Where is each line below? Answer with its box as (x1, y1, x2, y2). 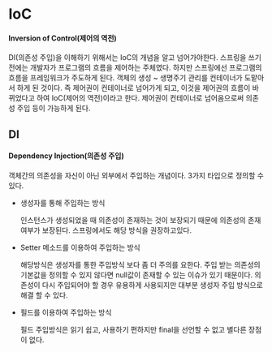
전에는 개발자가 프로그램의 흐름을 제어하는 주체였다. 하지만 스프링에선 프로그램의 (8, 62, 262, 73)
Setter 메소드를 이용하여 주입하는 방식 (19, 243, 140, 252)
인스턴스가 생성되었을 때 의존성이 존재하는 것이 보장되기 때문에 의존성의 (19, 215, 246, 225)
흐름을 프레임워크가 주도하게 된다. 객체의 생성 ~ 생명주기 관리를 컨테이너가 (8, 73, 243, 83)
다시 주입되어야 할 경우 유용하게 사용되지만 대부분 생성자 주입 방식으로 (41, 280, 264, 290)
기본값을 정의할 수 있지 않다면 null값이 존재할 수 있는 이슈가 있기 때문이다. (19, 269, 253, 280)
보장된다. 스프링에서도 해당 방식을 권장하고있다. (41, 225, 192, 235)
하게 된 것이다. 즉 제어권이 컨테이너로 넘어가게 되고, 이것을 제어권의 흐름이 (16, 83, 251, 93)
